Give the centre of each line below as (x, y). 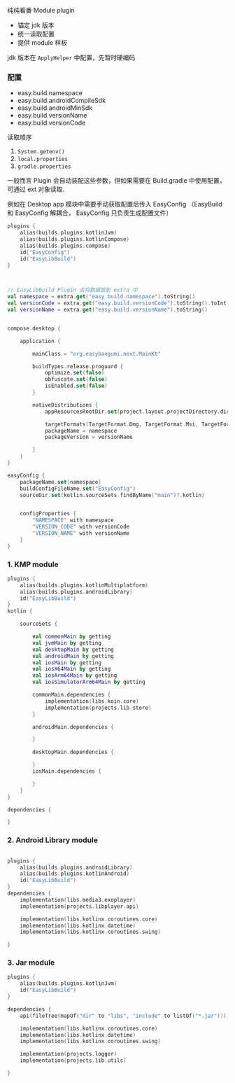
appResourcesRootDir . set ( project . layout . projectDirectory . (132, 412)
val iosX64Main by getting (72, 669)
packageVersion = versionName (88, 437)
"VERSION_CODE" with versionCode (81, 527)
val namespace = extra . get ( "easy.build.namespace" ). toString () (101, 297)
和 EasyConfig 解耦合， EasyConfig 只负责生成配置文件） (90, 213)
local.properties (43, 160)
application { (40, 341)
